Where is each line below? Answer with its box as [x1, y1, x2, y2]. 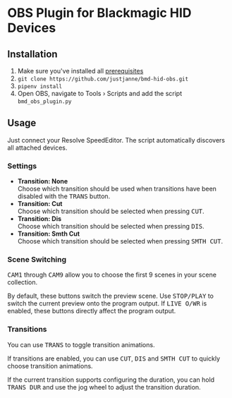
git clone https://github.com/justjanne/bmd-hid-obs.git [17, 76, 189, 83]
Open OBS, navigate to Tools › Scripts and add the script [17, 90, 182, 97]
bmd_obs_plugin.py [17, 98, 72, 105]
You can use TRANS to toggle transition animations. [7, 340, 155, 349]
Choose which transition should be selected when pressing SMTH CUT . [17, 237, 224, 246]
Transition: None [17, 177, 68, 186]
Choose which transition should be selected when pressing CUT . [17, 207, 204, 216]
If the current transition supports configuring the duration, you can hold [7, 375, 215, 384]
